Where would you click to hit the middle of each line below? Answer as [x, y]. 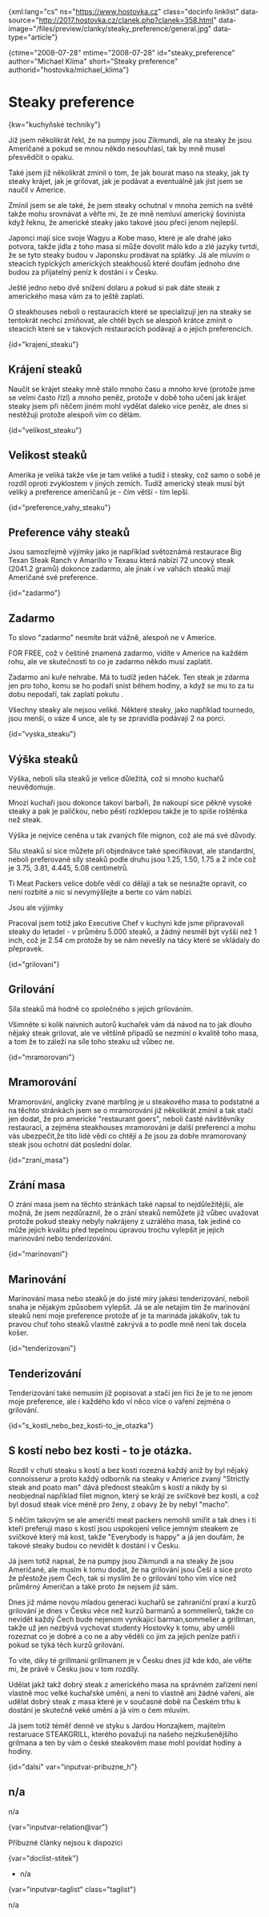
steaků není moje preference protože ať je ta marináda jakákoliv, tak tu [124, 1315]
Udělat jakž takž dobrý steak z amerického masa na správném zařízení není [133, 1684]
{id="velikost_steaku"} [45, 430]
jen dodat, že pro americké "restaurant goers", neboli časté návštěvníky [126, 1119]
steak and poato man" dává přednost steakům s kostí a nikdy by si [118, 1487]
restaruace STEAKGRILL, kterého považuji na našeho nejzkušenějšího [123, 1734]
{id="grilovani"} [34, 964]
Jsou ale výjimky [36, 908]
